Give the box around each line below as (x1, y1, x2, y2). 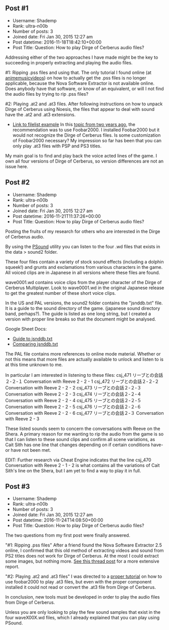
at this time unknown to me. (5, 362, 63, 368)
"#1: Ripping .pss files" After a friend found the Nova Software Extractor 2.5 (5, 542, 162, 548)
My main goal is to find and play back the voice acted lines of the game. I (5, 152, 157, 159)
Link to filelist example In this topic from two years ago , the (12, 121, 135, 127)
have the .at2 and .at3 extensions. (5, 111, 76, 117)
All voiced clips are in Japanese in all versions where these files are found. (5, 269, 160, 275)
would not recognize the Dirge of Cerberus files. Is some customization (12, 132, 161, 138)
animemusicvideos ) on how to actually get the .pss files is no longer (5, 74, 146, 81)
